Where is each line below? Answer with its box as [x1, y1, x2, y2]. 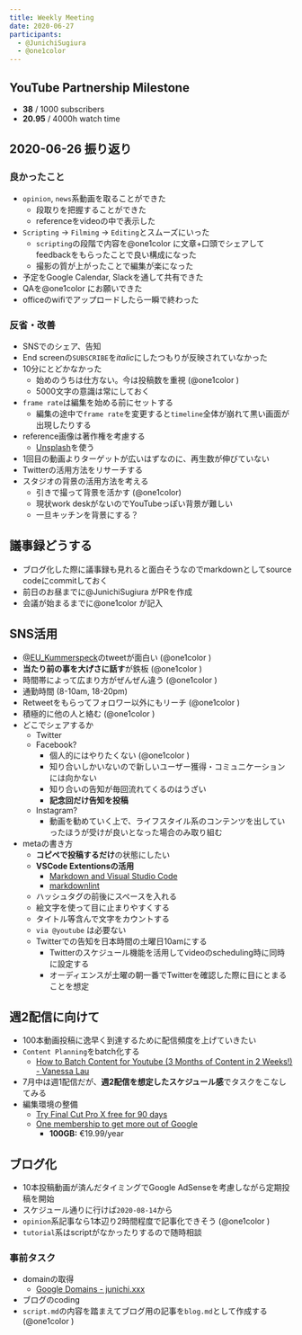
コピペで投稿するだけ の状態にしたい [35, 849, 171, 859]
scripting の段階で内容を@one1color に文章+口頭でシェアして [35, 237, 265, 248]
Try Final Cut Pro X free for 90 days [35, 1109, 168, 1120]
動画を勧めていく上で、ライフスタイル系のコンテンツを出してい [49, 815, 286, 826]
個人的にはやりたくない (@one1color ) [49, 750, 191, 761]
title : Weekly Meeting [9, 13, 94, 22]
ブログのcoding [22, 1295, 81, 1305]
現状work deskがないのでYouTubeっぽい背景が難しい [35, 498, 234, 509]
